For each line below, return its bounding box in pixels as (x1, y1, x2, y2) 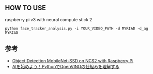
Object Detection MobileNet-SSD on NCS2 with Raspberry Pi (12, 58, 134, 63)
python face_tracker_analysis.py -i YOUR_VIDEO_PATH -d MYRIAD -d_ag (5, 26, 149, 31)
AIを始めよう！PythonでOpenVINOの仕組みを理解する (12, 63, 120, 69)
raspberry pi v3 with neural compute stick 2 (5, 16, 92, 22)
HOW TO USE (5, 4, 46, 12)
